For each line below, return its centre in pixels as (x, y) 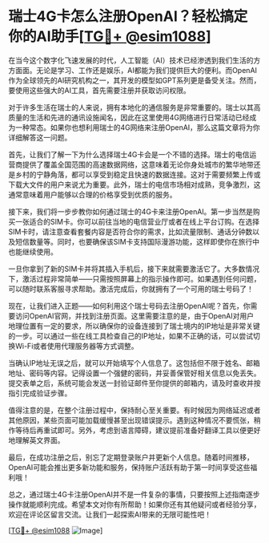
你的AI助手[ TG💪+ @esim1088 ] (110, 36)
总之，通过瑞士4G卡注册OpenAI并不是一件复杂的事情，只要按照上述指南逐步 (134, 494)
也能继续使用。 (33, 251)
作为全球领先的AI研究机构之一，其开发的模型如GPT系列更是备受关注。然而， (134, 80)
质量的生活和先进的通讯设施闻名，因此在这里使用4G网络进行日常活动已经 (129, 117)
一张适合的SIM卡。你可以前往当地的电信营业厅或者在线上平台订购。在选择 (137, 221)
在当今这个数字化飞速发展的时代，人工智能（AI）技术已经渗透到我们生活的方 (134, 60)
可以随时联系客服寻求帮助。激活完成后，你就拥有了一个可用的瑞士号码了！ (131, 289)
